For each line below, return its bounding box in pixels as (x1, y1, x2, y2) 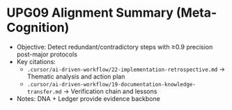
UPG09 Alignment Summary (6, 5, 173, 21)
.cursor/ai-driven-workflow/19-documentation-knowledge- (26, 81, 196, 88)
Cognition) (6, 19, 70, 36)
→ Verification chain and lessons (63, 87, 157, 95)
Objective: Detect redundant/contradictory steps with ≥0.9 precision (16, 42, 213, 51)
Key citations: (16, 57, 56, 65)
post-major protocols (16, 50, 78, 58)
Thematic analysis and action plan (26, 72, 125, 81)
